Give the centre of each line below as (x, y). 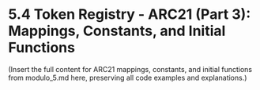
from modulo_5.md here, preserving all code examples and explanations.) (128, 77)
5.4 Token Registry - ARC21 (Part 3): (130, 14)
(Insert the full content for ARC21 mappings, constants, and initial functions (130, 69)
